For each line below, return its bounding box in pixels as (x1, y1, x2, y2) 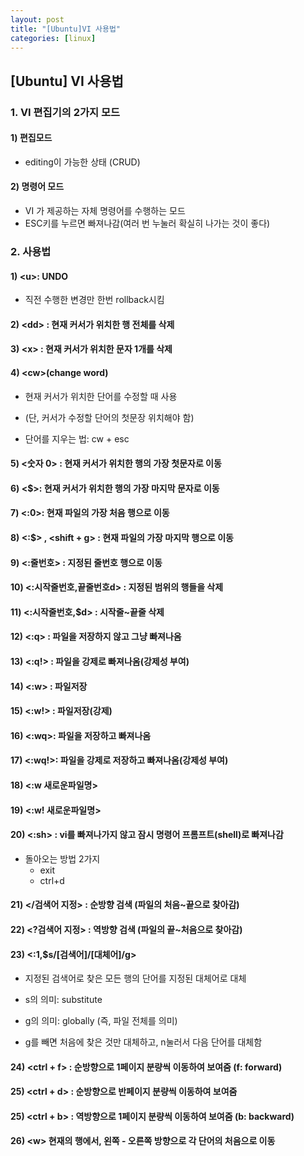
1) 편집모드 (10, 132, 53, 144)
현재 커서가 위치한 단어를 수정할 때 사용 (24, 390, 178, 402)
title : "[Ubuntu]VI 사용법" (10, 24, 122, 34)
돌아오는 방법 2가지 (24, 852, 101, 865)
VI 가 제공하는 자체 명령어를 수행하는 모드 (24, 205, 186, 217)
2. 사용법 (10, 245, 52, 259)
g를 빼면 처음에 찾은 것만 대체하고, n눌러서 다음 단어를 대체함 (24, 1036, 263, 1048)
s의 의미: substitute (24, 994, 103, 1006)
